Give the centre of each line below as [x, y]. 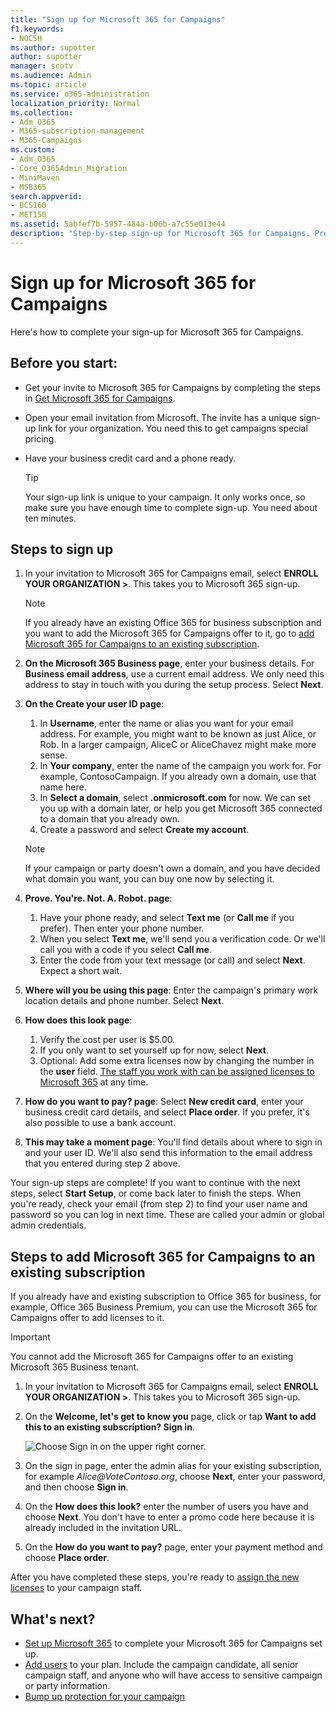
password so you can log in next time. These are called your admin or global [167, 1215]
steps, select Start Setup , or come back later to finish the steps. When [156, 1193]
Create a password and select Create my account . [144, 830]
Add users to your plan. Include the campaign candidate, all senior [161, 1664]
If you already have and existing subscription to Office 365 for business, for [166, 1297]
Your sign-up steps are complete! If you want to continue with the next [155, 1183]
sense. [53, 755]
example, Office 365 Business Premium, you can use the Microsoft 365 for [164, 1307]
